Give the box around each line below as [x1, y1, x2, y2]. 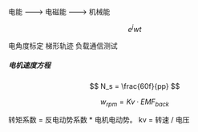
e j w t [127, 23, 142, 34]
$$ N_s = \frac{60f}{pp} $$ [89, 81, 180, 90]
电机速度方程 [8, 61, 51, 70]
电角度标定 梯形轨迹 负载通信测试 [8, 41, 118, 50]
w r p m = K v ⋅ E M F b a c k [99, 97, 170, 108]
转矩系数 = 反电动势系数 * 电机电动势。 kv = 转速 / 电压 [8, 115, 190, 125]
